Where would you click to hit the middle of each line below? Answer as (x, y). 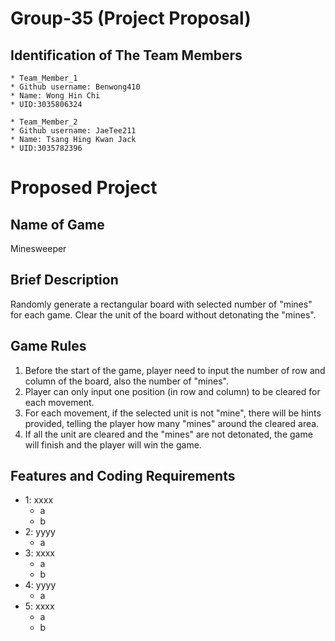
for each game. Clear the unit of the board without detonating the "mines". (163, 314)
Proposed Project (84, 188)
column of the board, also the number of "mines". (126, 381)
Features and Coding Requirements (123, 476)
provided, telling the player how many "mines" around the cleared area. (172, 423)
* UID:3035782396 (46, 148)
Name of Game (57, 224)
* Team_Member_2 (44, 122)
